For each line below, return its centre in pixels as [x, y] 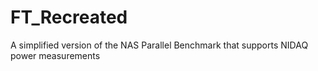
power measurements [55, 55]
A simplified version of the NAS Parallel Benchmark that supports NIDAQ [159, 45]
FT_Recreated [69, 17]
